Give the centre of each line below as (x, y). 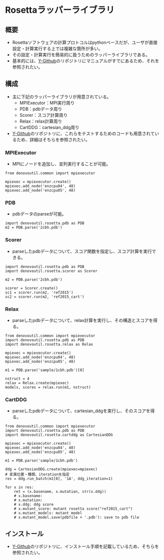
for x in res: (20, 487)
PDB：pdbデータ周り (41, 109)
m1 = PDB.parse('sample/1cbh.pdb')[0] (45, 370)
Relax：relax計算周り (41, 121)
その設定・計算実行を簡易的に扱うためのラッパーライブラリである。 (81, 55)
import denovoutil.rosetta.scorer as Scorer (51, 271)
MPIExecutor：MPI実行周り (47, 103)
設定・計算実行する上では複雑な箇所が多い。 (57, 49)
